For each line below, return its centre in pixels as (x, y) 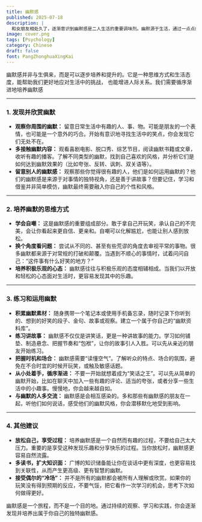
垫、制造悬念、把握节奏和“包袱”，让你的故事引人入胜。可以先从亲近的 (102, 343)
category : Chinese (29, 46)
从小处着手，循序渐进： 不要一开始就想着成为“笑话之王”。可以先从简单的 (105, 373)
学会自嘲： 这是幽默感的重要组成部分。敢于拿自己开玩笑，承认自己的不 (103, 224)
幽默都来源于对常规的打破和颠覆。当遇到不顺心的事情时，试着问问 (102, 254)
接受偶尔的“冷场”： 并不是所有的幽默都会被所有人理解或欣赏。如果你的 (103, 477)
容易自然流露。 (33, 455)
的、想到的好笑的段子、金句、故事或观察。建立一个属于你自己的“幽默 (100, 321)
